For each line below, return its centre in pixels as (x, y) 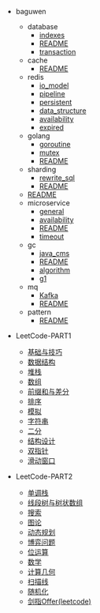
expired (52, 127)
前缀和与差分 (48, 391)
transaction (57, 52)
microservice (49, 203)
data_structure (63, 111)
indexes (52, 35)
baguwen (31, 11)
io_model (54, 85)
